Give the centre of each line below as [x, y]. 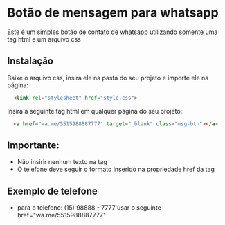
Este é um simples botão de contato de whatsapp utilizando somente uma [112, 32]
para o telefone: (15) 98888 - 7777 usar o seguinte [89, 208]
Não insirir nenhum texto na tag [62, 162]
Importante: [34, 145]
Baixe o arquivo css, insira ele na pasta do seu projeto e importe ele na [108, 78]
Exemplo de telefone [53, 191]
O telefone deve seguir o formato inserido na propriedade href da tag [116, 169]
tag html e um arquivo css [44, 39]
